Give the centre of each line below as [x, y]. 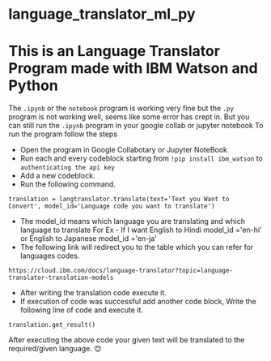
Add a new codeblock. [57, 176]
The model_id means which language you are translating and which [132, 221]
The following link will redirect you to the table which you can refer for [137, 247]
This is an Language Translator [114, 52]
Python [33, 86]
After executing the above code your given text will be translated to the [127, 340]
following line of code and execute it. [82, 310]
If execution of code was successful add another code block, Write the [138, 302]
